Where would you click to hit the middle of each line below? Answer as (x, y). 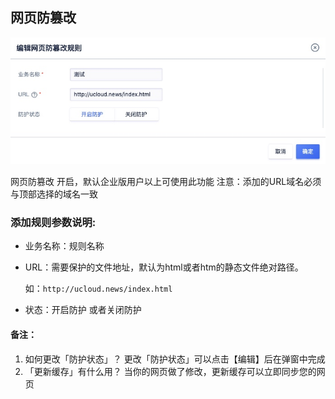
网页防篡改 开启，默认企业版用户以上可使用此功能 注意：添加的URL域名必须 (166, 182)
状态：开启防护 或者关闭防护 (83, 310)
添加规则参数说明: (53, 223)
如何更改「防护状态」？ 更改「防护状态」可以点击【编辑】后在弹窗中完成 (175, 359)
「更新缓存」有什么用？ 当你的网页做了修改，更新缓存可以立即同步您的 (170, 371)
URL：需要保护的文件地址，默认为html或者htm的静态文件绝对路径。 (164, 267)
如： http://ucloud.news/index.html (98, 289)
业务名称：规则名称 (64, 246)
